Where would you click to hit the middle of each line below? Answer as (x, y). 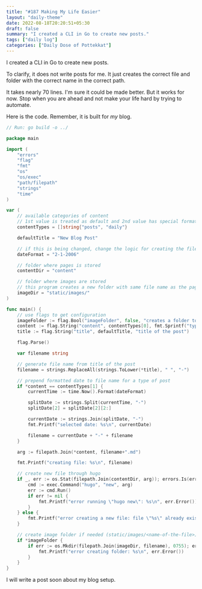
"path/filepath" (38, 183)
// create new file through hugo (59, 474)
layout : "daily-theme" (35, 17)
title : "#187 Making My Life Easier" (54, 12)
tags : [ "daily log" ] (32, 40)
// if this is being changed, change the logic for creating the (101, 249)
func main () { (24, 309)
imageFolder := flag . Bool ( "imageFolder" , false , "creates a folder (103, 320)
